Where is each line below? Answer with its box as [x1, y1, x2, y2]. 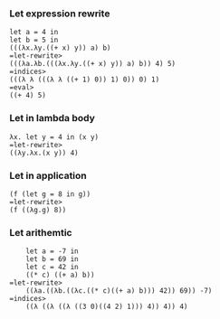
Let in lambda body [9, 112, 95, 125]
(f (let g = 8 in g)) [9, 189, 91, 199]
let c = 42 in [25, 263, 79, 272]
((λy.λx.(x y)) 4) [9, 148, 79, 157]
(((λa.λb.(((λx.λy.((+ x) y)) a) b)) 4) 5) [9, 60, 177, 69]
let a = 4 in [9, 28, 59, 37]
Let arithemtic [9, 226, 72, 239]
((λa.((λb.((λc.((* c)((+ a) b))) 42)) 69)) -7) [25, 286, 213, 296]
